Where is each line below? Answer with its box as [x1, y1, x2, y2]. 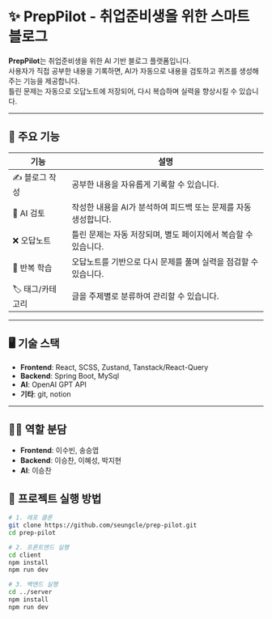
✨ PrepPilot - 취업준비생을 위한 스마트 [8, 7, 250, 26]
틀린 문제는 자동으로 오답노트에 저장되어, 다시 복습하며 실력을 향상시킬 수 [8, 86, 237, 95]
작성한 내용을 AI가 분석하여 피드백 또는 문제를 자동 [71, 201, 252, 213]
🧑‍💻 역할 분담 [8, 422, 67, 436]
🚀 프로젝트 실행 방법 [8, 491, 102, 506]
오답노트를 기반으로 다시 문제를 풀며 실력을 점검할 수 [71, 256, 259, 267]
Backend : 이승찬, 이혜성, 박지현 [19, 456, 121, 465]
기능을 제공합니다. [23, 76, 80, 86]
